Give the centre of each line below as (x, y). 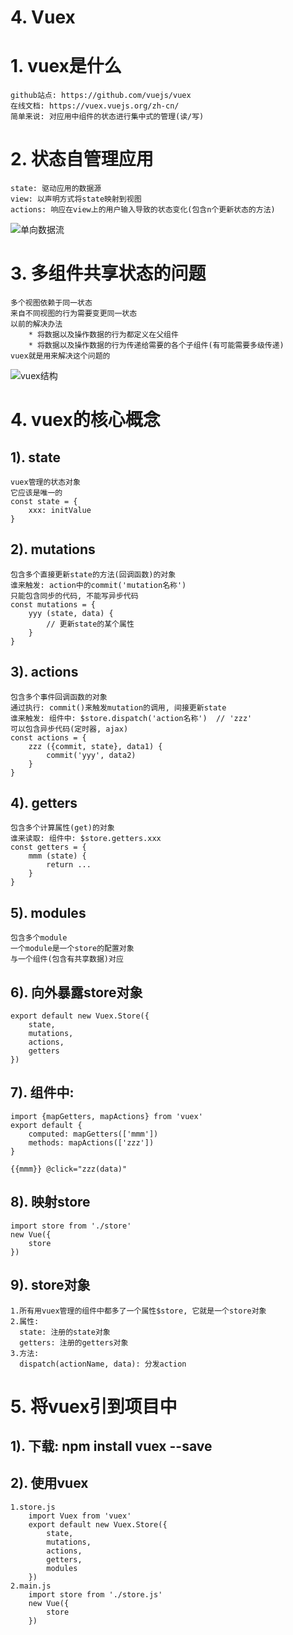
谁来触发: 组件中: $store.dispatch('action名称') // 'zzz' (131, 718)
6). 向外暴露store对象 (76, 992)
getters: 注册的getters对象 (74, 1342)
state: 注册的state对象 (65, 1332)
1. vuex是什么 (66, 66)
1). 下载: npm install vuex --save (111, 1446)
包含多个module (39, 938)
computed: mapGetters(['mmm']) (93, 1134)
